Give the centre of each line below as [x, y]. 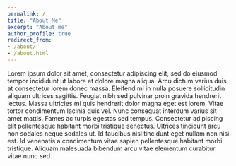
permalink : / [26, 14]
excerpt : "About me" [38, 27]
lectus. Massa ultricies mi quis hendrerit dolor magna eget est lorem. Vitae [116, 103]
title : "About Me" [34, 20]
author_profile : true [39, 34]
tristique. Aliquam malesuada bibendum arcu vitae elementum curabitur [111, 148]
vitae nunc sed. [30, 155]
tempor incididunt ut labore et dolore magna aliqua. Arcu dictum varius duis [117, 81]
